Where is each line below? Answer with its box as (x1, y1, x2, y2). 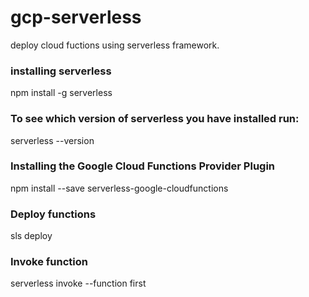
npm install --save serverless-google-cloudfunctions (10, 182, 229, 194)
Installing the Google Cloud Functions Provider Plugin (10, 159, 276, 173)
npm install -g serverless (10, 87, 113, 99)
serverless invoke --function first (10, 277, 147, 290)
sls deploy (10, 230, 53, 242)
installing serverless (10, 64, 112, 78)
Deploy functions (10, 207, 97, 221)
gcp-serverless (10, 6, 142, 29)
